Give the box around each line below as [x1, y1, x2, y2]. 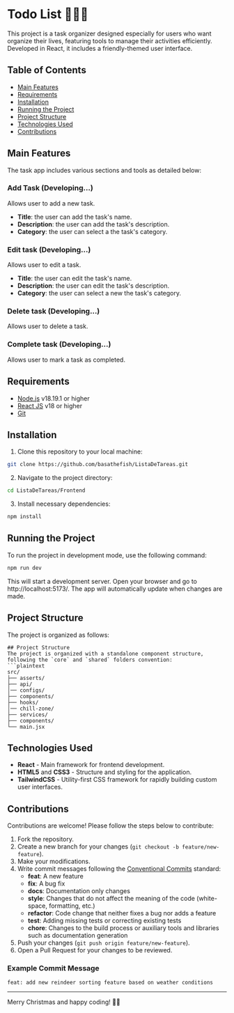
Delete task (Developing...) [7, 307, 100, 316]
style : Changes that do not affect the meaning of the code [27, 895, 195, 903]
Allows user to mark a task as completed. [7, 355, 125, 364]
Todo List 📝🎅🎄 [7, 6, 89, 22]
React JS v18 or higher [17, 401, 82, 410]
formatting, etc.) [48, 902, 95, 910]
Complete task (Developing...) [7, 339, 111, 349]
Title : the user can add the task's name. [17, 212, 132, 221]
